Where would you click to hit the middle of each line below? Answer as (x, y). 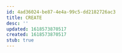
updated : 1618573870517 (37, 29)
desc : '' (17, 23)
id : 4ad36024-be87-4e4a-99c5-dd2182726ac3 (61, 12)
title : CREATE (24, 18)
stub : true (20, 40)
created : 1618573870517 (37, 35)
